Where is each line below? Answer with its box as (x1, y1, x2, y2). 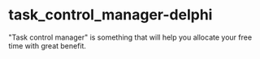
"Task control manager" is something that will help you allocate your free (8, 32, 253, 42)
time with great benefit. (8, 40, 87, 50)
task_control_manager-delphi (8, 6, 213, 24)
